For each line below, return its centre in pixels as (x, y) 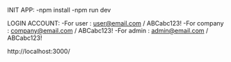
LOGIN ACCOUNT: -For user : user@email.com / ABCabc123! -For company (115, 23)
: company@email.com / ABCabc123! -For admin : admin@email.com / (108, 31)
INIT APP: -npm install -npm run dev (59, 10)
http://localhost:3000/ (39, 51)
